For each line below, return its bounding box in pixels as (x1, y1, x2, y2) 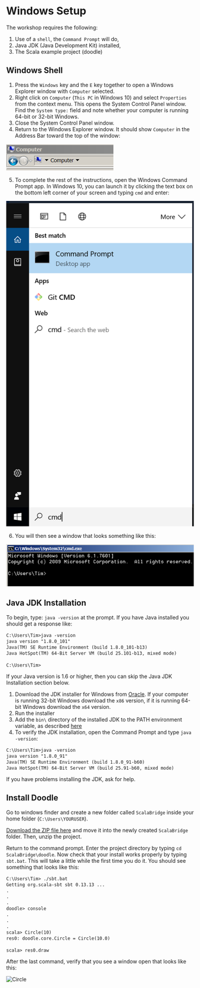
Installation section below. (6, 679, 70, 686)
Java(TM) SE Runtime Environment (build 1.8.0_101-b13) (6, 644, 148, 651)
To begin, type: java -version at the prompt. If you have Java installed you (6, 614, 189, 621)
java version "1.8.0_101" (6, 638, 70, 645)
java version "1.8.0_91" (6, 753, 68, 759)
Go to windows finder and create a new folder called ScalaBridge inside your (6, 809, 195, 816)
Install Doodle (6, 793, 58, 803)
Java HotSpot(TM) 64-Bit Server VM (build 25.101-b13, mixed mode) (6, 650, 177, 656)
